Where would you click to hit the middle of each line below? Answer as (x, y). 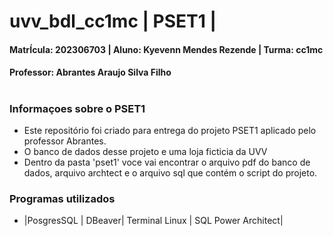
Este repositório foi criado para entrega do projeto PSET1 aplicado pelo (170, 130)
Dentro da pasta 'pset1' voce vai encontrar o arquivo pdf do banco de (167, 162)
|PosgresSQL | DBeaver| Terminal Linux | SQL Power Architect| (153, 221)
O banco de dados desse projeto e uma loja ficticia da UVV (145, 151)
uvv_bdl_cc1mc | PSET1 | (113, 21)
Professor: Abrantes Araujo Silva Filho (90, 72)
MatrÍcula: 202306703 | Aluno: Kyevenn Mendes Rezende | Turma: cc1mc (166, 49)
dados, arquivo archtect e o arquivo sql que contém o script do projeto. (170, 172)
